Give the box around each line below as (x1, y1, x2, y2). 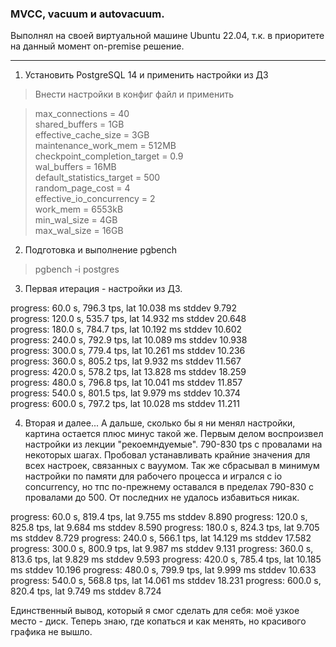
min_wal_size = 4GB (34, 214, 118, 226)
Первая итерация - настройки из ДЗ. (24, 283, 183, 295)
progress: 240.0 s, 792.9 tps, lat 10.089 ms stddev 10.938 (10, 334, 248, 346)
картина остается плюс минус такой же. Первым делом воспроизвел (24, 428, 324, 440)
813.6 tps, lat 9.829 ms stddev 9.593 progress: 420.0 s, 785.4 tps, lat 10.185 (10, 553, 322, 566)
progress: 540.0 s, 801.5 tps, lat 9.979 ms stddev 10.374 (10, 387, 241, 399)
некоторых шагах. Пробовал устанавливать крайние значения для (24, 449, 311, 461)
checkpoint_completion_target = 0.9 (34, 150, 184, 162)
